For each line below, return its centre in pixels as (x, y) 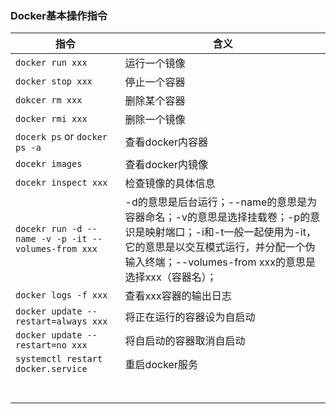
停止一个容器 (155, 82)
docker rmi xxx (51, 119)
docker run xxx (51, 63)
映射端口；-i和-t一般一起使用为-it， (230, 232)
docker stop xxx (54, 81)
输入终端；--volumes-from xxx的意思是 (220, 262)
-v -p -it (64, 239)
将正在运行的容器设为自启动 (190, 317)
